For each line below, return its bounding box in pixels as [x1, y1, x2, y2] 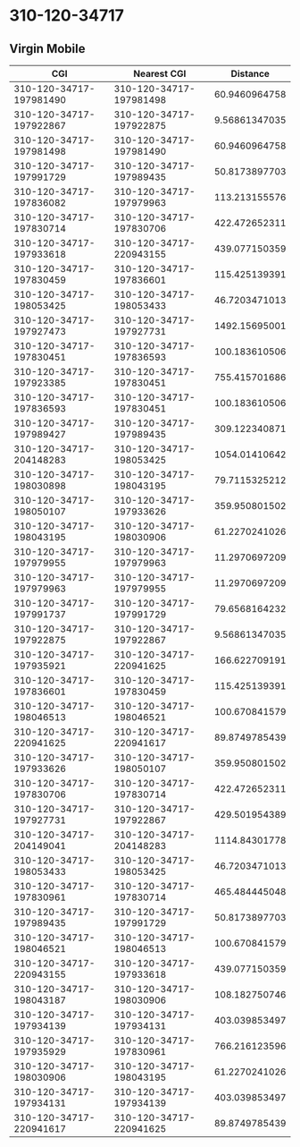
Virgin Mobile [9, 41, 86, 56]
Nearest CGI [133, 68, 187, 80]
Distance [230, 68, 271, 80]
